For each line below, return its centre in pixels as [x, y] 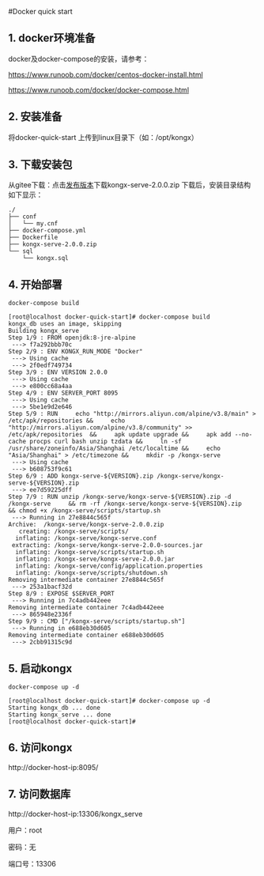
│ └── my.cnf [33, 224]
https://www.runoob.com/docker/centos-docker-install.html [106, 74]
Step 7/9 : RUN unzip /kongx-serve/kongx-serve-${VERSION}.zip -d [120, 497]
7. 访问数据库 [40, 794]
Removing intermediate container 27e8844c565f [86, 580]
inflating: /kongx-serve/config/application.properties [109, 566]
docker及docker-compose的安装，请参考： [79, 59]
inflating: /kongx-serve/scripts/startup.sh [90, 553]
